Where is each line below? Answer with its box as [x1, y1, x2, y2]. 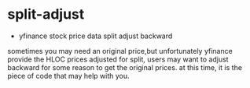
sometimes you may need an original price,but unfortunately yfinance [7, 46, 233, 55]
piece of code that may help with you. [7, 71, 131, 80]
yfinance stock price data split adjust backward [18, 31, 173, 40]
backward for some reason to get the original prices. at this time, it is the [7, 62, 243, 72]
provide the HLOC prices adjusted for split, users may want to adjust [7, 55, 229, 64]
